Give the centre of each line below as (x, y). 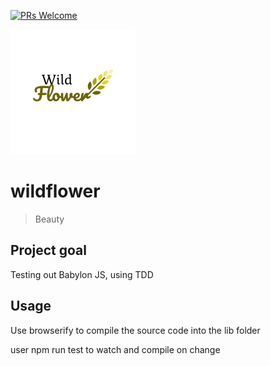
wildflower (55, 191)
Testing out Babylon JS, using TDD (82, 274)
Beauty (49, 219)
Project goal (48, 250)
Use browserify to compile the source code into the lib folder (135, 330)
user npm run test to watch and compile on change (115, 349)
